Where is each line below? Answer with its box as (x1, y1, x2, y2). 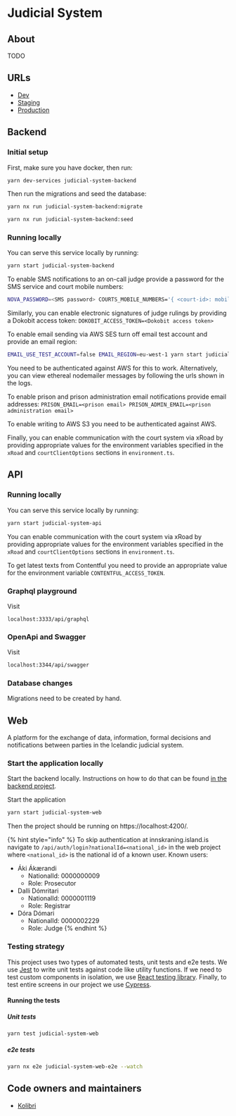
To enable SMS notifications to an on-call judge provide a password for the (7, 275, 225, 283)
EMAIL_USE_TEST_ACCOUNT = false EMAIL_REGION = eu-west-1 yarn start (7, 351, 202, 359)
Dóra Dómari (17, 909, 55, 917)
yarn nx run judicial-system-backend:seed (7, 216, 133, 223)
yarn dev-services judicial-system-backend (7, 177, 137, 184)
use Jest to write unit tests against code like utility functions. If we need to (7, 965, 223, 974)
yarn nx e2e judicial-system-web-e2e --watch (7, 1063, 143, 1070)
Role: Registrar (27, 902, 71, 910)
